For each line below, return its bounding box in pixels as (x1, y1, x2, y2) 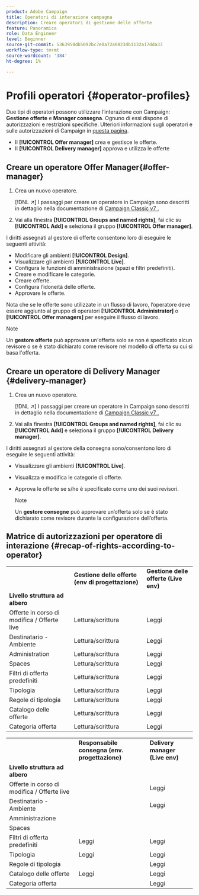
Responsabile (78, 738, 118, 746)
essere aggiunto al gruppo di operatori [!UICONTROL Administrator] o (6, 307, 179, 314)
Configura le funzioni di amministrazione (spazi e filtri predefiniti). (14, 265, 175, 272)
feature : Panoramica (6, 25, 57, 31)
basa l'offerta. (6, 349, 40, 356)
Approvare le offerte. (14, 289, 66, 297)
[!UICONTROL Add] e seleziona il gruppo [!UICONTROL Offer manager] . (14, 223, 193, 230)
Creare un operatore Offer (6, 162, 104, 172)
